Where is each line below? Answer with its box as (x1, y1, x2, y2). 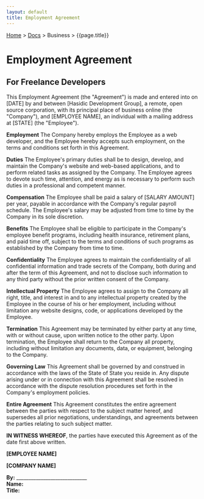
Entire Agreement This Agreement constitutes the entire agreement (6, 400, 177, 407)
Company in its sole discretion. (6, 213, 84, 220)
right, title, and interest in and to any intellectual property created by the (6, 293, 187, 301)
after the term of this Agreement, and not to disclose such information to (6, 269, 188, 276)
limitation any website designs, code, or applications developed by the (6, 306, 183, 314)
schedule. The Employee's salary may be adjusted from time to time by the (6, 206, 194, 214)
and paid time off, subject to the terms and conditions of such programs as (6, 237, 194, 245)
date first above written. (6, 438, 66, 445)
